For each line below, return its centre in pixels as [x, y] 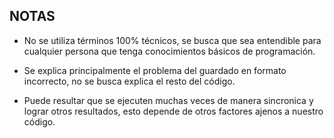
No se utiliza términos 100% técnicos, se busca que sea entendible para [172, 40]
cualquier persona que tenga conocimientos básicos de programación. [169, 51]
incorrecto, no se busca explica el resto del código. [129, 81]
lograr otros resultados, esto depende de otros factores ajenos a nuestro [173, 111]
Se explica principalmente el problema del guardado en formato [155, 70]
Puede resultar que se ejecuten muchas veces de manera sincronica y [168, 100]
